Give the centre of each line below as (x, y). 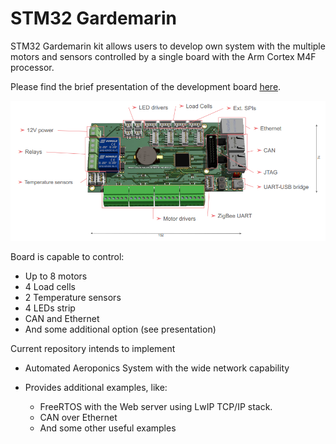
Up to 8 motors (56, 276)
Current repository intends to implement (93, 348)
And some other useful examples (108, 428)
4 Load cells (50, 286)
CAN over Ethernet (78, 417)
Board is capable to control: (67, 256)
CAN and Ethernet (62, 318)
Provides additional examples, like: (96, 387)
